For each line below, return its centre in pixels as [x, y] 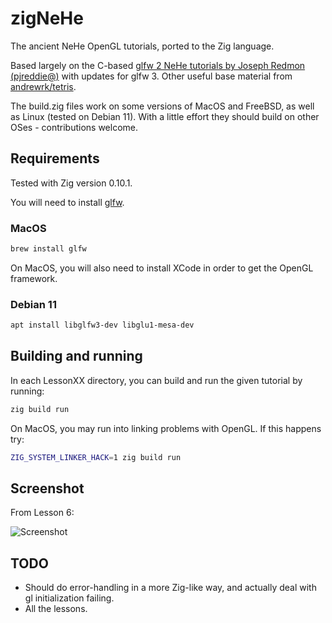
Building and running [76, 356]
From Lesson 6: [42, 513]
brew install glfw [48, 249]
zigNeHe [47, 18]
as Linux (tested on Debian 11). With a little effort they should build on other [165, 116]
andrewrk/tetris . [43, 86]
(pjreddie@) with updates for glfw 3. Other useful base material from [151, 76]
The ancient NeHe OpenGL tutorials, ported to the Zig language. [142, 46]
